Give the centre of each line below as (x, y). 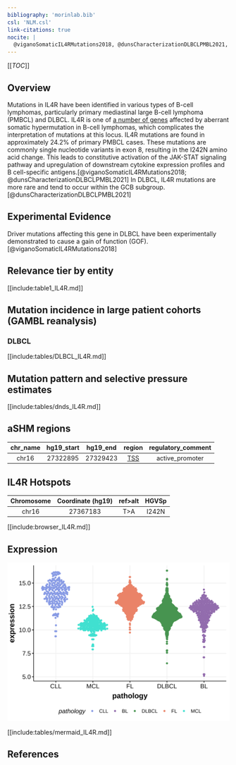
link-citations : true (39, 30)
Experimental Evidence (59, 217)
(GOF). (139, 241)
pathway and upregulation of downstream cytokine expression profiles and (116, 164)
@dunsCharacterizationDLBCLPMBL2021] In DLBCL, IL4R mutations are (112, 179)
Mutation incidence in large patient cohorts (104, 310)
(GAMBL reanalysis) (52, 321)
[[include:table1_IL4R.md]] (45, 288)
